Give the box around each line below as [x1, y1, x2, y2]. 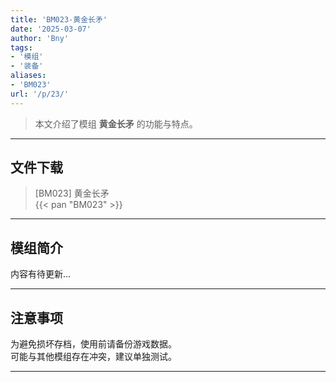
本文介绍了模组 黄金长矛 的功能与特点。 [34, 117, 198, 130]
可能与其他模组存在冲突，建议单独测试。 [10, 351, 177, 363]
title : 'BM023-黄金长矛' [10, 14, 108, 25]
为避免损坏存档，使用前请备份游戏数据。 [10, 338, 177, 350]
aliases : [10, 71, 47, 81]
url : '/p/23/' [10, 89, 70, 99]
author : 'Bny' [10, 33, 70, 43]
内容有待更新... [10, 268, 72, 280]
